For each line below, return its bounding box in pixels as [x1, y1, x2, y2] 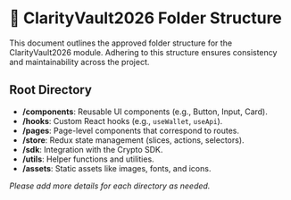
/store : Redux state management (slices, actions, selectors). [21, 134, 245, 146]
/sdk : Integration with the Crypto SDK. [21, 144, 163, 154]
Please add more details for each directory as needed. [9, 180, 211, 191]
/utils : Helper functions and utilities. [21, 154, 154, 164]
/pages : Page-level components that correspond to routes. [21, 125, 239, 136]
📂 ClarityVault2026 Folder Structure [9, 8, 283, 29]
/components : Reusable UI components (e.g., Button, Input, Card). [21, 106, 268, 117]
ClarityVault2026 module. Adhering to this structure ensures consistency [9, 46, 278, 57]
